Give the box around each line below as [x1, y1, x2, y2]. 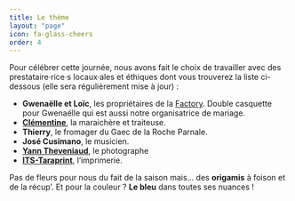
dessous [9, 81, 41, 92]
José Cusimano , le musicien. [21, 136, 130, 147]
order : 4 [9, 37, 42, 47]
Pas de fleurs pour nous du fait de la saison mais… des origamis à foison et [9, 173, 286, 183]
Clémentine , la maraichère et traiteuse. [21, 117, 166, 128]
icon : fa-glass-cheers [9, 29, 93, 38]
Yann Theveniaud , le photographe [21, 146, 149, 157]
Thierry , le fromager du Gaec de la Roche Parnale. [21, 126, 208, 138]
